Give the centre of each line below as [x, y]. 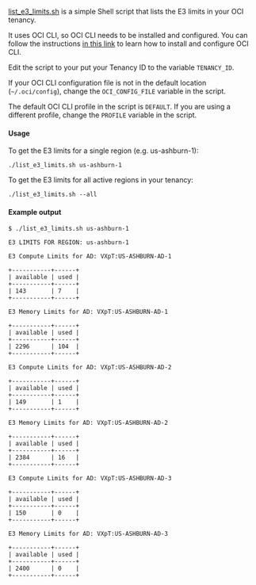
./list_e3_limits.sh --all [53, 195]
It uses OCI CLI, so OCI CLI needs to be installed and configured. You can [128, 35]
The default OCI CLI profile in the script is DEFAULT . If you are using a [120, 107]
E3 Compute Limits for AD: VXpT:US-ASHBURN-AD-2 [90, 368]
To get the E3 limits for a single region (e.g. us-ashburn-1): [104, 151]
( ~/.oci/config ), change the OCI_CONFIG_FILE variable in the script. [117, 91]
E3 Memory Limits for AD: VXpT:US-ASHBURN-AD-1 [88, 312]
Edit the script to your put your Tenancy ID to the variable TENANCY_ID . [121, 67]
